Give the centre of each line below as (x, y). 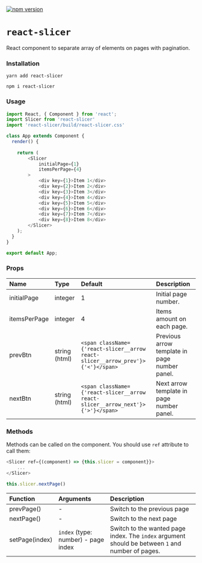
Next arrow (172, 383)
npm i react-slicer (31, 87)
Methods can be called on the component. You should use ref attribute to (98, 445)
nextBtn (20, 398)
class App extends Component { (45, 136)
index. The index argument (148, 536)
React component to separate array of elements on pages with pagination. (98, 47)
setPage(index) (31, 540)
